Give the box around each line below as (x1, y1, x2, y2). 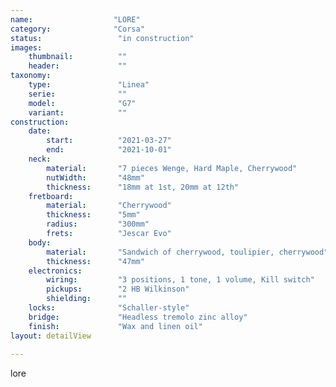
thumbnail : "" (28, 52, 128, 62)
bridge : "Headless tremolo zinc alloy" (28, 312, 248, 322)
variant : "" (28, 107, 128, 118)
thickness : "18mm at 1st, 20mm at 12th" (46, 182, 240, 192)
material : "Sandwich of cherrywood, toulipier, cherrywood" (46, 247, 329, 257)
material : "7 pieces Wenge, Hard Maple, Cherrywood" (46, 163, 298, 173)
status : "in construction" (10, 33, 195, 43)
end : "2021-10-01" (46, 145, 172, 155)
